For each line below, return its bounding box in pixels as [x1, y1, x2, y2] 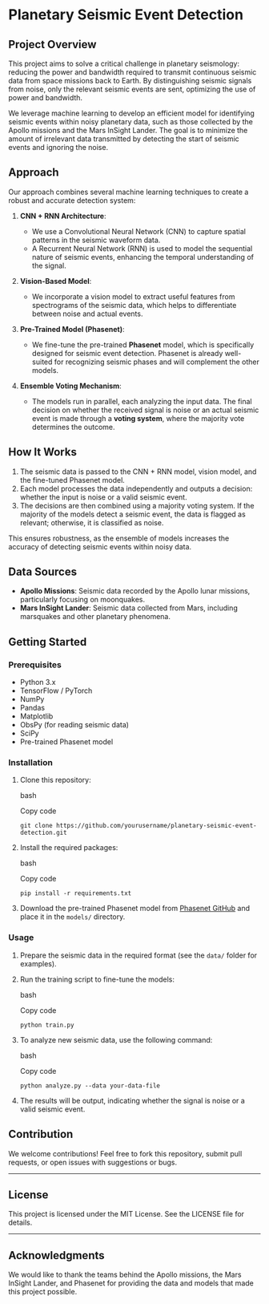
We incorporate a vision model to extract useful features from [31, 291, 235, 302]
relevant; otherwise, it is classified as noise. [19, 517, 164, 527]
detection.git [19, 828, 67, 837]
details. [8, 1217, 33, 1228]
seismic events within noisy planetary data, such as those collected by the [8, 117, 254, 126]
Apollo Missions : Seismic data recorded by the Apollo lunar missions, [19, 586, 251, 596]
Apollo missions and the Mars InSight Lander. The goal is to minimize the [8, 126, 248, 135]
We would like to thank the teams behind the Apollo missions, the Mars [8, 1270, 242, 1280]
